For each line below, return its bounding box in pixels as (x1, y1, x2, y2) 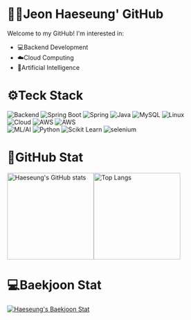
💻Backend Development (17, 43, 89, 51)
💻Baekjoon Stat (7, 277, 102, 293)
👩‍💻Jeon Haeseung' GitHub (7, 6, 164, 22)
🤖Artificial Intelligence (17, 63, 80, 71)
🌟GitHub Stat (7, 150, 84, 166)
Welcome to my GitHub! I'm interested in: (7, 29, 125, 37)
